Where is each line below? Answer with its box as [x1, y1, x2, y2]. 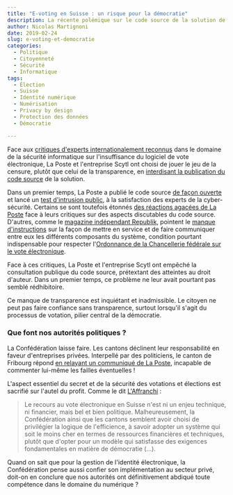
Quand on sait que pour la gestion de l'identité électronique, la [7, 458, 186, 466]
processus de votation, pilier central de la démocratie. [7, 310, 162, 319]
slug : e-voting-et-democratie [7, 36, 95, 43]
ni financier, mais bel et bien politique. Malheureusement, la [24, 408, 195, 416]
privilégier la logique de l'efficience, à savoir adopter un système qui [24, 422, 220, 430]
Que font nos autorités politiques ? [7, 328, 127, 337]
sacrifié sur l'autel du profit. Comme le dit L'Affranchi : [7, 387, 162, 395]
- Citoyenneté [13, 56, 54, 62]
